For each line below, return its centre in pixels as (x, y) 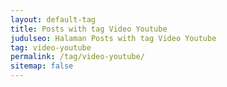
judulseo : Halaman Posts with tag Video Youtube (113, 38)
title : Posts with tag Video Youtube (89, 29)
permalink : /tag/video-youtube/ (77, 57)
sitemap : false (42, 66)
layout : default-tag (53, 19)
